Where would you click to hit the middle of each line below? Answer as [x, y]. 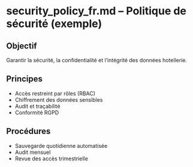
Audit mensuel [33, 152]
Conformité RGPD [37, 113]
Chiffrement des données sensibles [59, 99]
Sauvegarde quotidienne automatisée [61, 145]
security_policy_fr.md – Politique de [96, 11]
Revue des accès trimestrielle [51, 158]
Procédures [28, 131]
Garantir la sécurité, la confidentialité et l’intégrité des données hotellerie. [97, 60]
